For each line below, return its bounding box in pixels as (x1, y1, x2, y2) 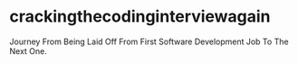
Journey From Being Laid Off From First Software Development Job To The (9, 36, 289, 47)
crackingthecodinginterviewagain (9, 6, 271, 27)
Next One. (9, 45, 48, 56)
